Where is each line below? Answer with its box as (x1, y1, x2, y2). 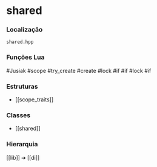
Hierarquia (6, 140, 38, 149)
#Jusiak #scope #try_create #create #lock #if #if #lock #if (6, 67, 152, 74)
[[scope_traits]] (15, 96, 54, 103)
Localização (6, 26, 43, 34)
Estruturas (6, 82, 38, 90)
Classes (6, 111, 31, 119)
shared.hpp (6, 39, 34, 46)
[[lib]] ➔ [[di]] (6, 154, 40, 161)
